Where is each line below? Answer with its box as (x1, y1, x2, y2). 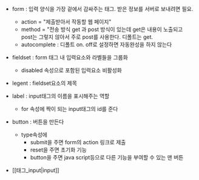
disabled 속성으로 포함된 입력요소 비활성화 (21, 67, 123, 74)
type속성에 (21, 131, 47, 138)
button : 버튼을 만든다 (12, 118, 64, 125)
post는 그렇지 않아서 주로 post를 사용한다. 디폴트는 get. (21, 33, 153, 41)
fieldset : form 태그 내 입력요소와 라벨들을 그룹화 (12, 54, 129, 61)
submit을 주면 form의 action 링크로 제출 (30, 139, 126, 145)
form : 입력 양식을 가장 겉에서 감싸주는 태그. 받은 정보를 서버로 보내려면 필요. (12, 5, 194, 12)
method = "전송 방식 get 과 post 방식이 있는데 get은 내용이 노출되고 (21, 26, 183, 33)
